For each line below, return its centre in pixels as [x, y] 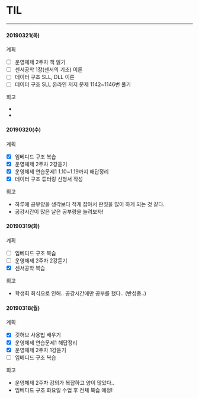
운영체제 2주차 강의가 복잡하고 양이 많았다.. [64, 382]
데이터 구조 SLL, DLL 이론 [45, 77]
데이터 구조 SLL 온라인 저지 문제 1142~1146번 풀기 [73, 84]
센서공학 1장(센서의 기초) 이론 [49, 69]
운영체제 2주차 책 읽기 [40, 62]
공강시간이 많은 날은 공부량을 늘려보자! [59, 211]
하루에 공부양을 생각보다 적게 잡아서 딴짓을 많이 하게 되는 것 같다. [89, 204]
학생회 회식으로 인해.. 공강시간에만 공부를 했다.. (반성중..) [81, 293]
